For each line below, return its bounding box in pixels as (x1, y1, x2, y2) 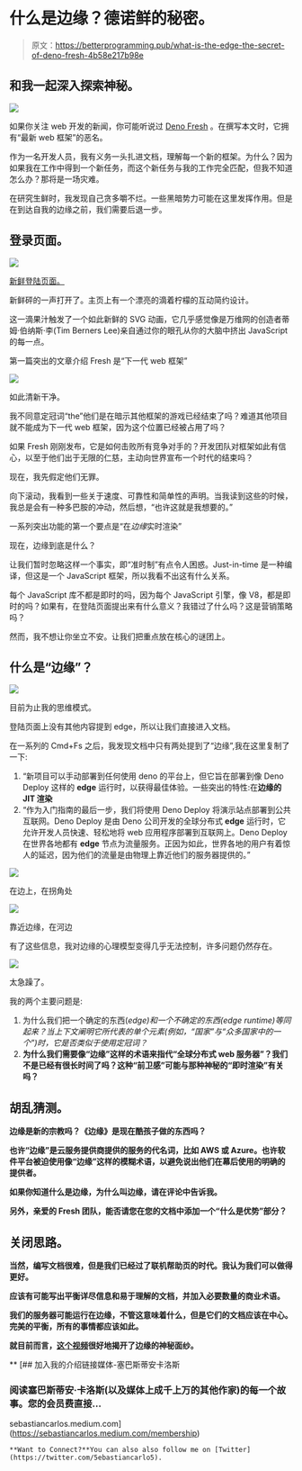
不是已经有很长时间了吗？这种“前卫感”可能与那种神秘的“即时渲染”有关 (22, 1060, 284, 1071)
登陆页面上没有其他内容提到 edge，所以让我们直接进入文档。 (9, 721, 235, 732)
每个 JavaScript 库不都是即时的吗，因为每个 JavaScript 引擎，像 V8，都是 (9, 589, 283, 600)
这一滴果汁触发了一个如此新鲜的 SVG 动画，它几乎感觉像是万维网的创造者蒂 (9, 313, 290, 324)
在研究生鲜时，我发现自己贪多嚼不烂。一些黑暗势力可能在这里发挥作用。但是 (9, 193, 293, 203)
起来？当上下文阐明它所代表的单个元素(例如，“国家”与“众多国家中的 (22, 1026, 274, 1037)
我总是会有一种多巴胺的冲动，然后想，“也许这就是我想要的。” (9, 501, 234, 512)
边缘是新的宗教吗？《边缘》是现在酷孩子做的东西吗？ (9, 1126, 207, 1137)
